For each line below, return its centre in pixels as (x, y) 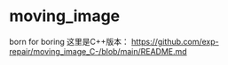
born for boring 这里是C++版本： (70, 41)
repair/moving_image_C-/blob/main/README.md (98, 51)
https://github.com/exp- (175, 41)
